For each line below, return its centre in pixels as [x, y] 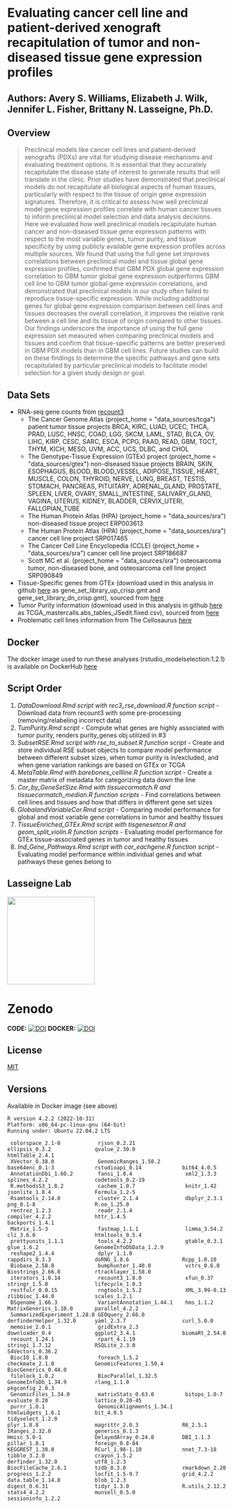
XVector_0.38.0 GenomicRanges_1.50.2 [85, 1162]
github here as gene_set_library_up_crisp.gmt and [89, 590]
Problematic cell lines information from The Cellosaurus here [104, 620]
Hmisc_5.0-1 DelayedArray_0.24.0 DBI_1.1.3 [109, 1438]
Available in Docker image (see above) [62, 1106]
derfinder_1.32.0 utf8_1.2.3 [67, 1462]
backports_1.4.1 [31, 1223]
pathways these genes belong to [64, 861]
